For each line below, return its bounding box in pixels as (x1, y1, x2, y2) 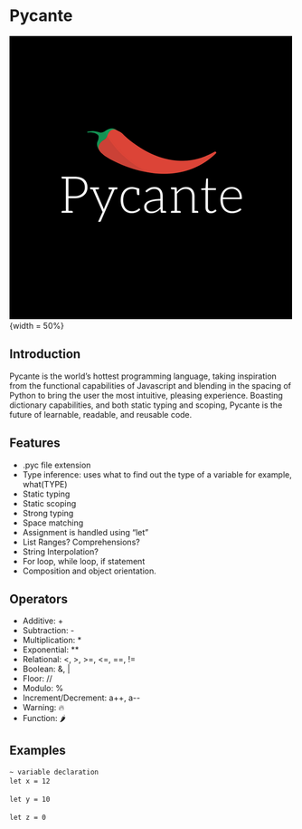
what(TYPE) (22, 478, 68, 489)
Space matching (22, 517, 84, 528)
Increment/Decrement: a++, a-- (22, 692, 141, 703)
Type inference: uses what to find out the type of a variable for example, (22, 468, 292, 480)
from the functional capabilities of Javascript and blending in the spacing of (9, 380, 292, 390)
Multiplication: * (22, 635, 82, 646)
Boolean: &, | (22, 663, 71, 675)
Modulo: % (22, 683, 64, 694)
